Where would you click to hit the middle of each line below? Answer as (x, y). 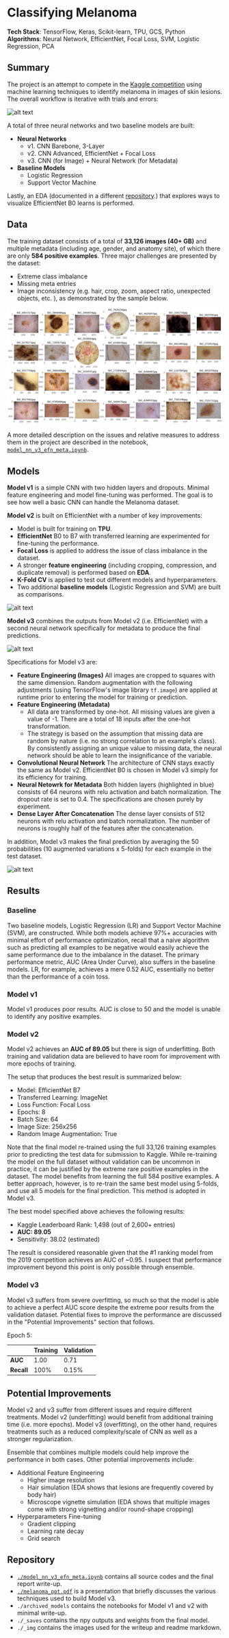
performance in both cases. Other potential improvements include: (101, 1459)
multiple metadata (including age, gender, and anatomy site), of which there (114, 248)
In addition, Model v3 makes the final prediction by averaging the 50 (103, 842)
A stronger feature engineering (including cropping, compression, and (117, 565)
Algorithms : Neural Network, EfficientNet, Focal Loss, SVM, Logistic (104, 38)
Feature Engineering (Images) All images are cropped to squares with (116, 675)
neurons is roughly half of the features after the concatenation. (105, 828)
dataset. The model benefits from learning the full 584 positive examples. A (113, 1177)
